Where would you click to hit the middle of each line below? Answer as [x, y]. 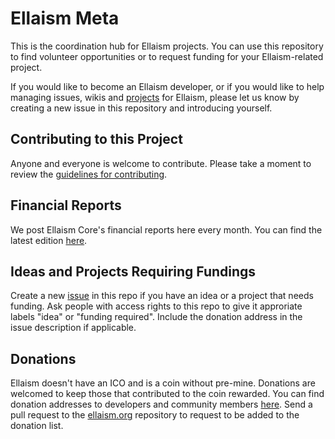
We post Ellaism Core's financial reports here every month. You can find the [166, 229]
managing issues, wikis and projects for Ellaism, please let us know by [155, 97]
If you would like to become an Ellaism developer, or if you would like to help [167, 86]
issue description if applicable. [73, 328]
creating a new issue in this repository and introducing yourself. [141, 108]
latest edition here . [49, 240]
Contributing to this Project [96, 139]
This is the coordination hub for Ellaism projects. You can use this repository [167, 46]
